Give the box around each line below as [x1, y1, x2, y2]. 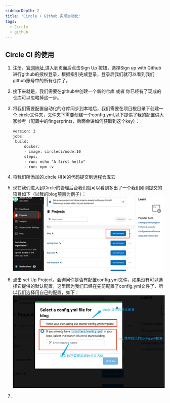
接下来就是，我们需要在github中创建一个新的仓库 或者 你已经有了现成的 [12, 88, 162, 94]
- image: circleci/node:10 [24, 149, 81, 154]
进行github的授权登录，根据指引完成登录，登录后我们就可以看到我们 [12, 71, 155, 77]
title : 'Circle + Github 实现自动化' [5, 13, 81, 19]
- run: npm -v [24, 164, 54, 170]
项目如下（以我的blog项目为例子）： [12, 191, 87, 197]
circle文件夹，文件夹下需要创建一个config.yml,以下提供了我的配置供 [18, 112, 160, 118]
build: [15, 139, 29, 144]
